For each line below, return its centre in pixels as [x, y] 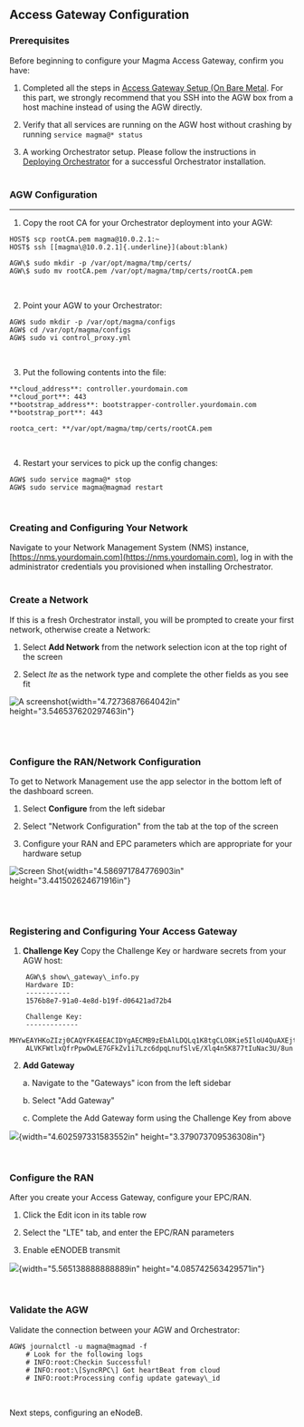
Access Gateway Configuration [100, 15]
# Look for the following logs [85, 1354]
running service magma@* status [82, 134]
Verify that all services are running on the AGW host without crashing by [157, 124]
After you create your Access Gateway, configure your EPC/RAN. [130, 1198]
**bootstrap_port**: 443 [56, 413]
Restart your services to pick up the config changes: [120, 462]
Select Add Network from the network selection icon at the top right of [155, 646]
